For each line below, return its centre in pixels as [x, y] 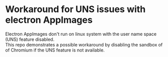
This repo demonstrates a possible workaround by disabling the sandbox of [84, 44]
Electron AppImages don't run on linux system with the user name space [81, 34]
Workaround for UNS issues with [75, 9]
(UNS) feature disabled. [30, 39]
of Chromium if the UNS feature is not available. [55, 50]
